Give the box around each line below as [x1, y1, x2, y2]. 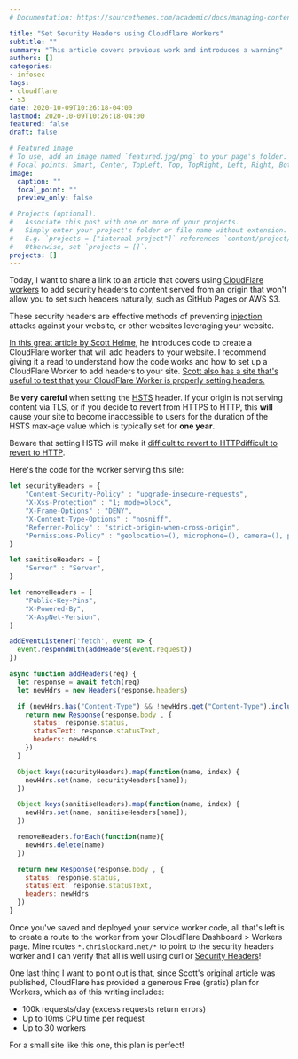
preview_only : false [17, 193, 93, 202]
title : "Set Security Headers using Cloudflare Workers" [9, 28, 224, 38]
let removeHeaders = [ [9, 588, 93, 597]
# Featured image [9, 144, 74, 153]
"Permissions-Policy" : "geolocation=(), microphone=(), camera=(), [25, 531, 284, 540]
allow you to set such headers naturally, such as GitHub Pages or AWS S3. [9, 294, 281, 304]
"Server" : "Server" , [25, 564, 105, 573]
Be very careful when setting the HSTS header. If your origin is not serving [9, 392, 284, 404]
